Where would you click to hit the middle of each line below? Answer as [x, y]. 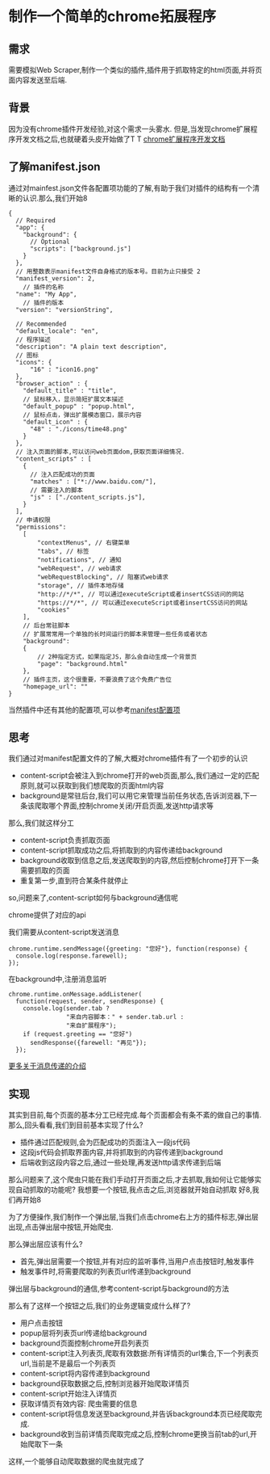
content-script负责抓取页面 [65, 840]
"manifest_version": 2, [55, 278]
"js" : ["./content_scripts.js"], [88, 497]
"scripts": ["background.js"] [80, 248]
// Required [36, 220]
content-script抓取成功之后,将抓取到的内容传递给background [121, 850]
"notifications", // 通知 [80, 560]
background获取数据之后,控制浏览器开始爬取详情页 [104, 1383]
